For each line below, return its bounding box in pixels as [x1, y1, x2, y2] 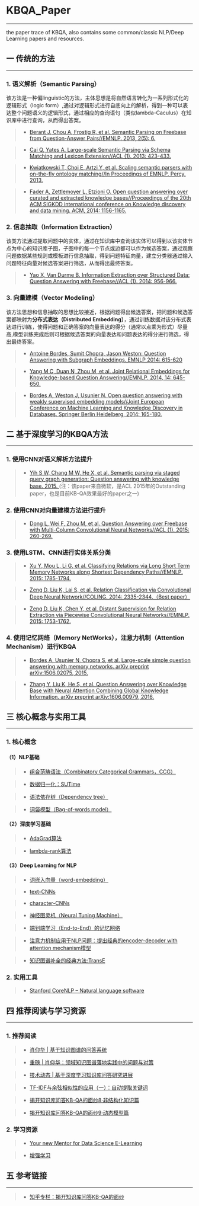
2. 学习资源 [6, 1125, 38, 1134]
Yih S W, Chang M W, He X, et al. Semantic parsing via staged [29, 469, 180, 476]
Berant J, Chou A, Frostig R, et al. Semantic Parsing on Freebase [29, 129, 187, 136]
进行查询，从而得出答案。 [21, 117, 84, 124]
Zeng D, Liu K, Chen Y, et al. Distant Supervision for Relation [29, 605, 176, 612]
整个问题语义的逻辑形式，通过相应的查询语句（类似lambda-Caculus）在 [11, 109, 187, 116]
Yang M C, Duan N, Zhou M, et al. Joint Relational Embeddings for [29, 367, 190, 375]
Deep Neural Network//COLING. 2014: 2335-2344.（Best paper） [29, 593, 191, 600]
